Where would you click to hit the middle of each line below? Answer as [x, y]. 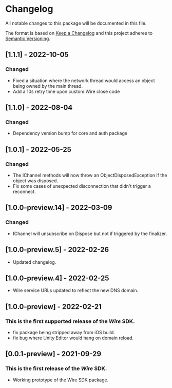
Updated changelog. [34, 262]
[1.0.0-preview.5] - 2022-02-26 [57, 250]
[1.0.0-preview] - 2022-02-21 [53, 307]
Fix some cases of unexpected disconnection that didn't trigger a [82, 186]
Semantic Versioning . [28, 38]
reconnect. [24, 191]
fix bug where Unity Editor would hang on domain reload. [73, 338]
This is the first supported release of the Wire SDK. [70, 321]
